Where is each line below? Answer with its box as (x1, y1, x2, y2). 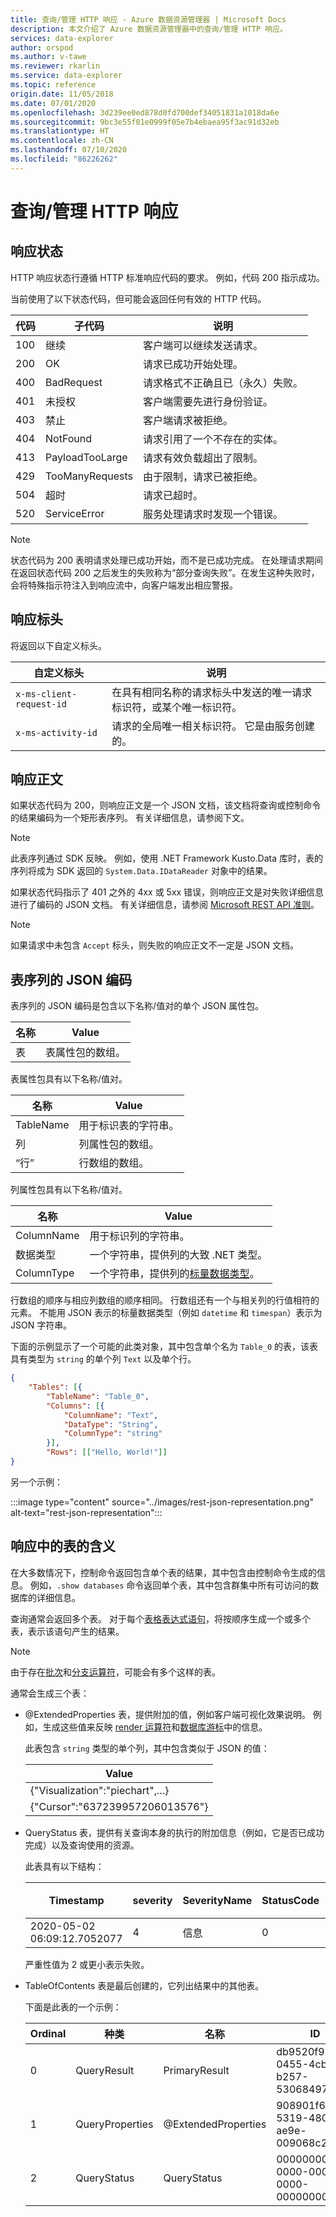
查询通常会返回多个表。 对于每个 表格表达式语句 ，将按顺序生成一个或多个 (10, 1612, 311, 1625)
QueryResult (75, 2063, 135, 2077)
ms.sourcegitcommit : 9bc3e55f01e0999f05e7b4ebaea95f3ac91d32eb (10, 117, 280, 127)
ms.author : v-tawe (10, 52, 87, 62)
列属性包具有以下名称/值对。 (10, 1184, 128, 1196)
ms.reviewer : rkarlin (10, 61, 101, 71)
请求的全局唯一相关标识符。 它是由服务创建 (111, 719, 315, 733)
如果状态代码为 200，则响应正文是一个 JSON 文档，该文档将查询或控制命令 (10, 799, 322, 811)
